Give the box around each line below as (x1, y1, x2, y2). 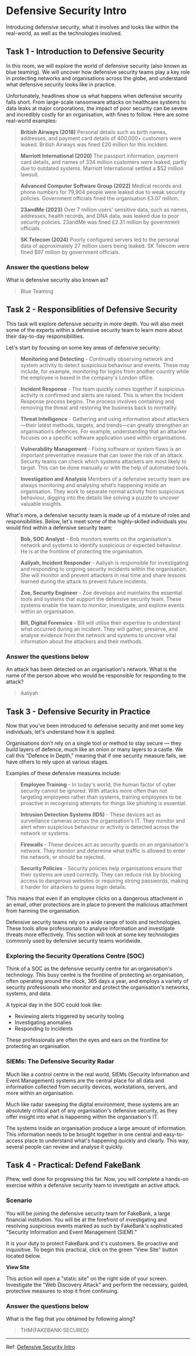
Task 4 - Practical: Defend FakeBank (6, 1160, 141, 1170)
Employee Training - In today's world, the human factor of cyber (20, 780, 176, 788)
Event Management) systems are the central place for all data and (6, 1077, 164, 1084)
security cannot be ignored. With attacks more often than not (20, 787, 167, 794)
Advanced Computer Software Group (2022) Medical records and (20, 182, 182, 189)
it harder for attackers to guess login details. (20, 883, 127, 891)
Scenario (6, 1196, 32, 1204)
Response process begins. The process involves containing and (20, 398, 174, 405)
